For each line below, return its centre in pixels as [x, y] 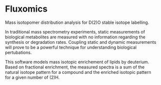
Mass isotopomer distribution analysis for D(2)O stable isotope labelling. [77, 22]
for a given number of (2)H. [32, 77]
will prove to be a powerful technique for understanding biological [71, 47]
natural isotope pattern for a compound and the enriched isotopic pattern [78, 72]
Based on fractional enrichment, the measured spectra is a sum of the [75, 67]
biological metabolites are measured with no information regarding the [75, 37]
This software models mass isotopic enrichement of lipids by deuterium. [77, 62]
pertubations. [18, 52]
